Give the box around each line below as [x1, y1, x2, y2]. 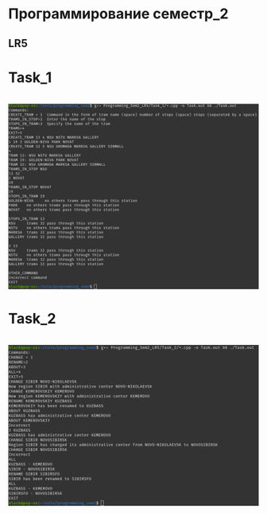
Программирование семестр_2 [8, 5, 229, 23]
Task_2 [8, 309, 56, 328]
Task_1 [8, 69, 52, 86]
